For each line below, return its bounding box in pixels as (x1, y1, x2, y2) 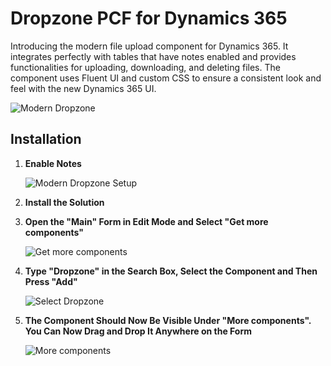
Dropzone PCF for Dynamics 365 (10, 7, 288, 30)
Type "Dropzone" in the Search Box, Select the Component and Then (24, 265, 318, 277)
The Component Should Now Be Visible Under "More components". (24, 314, 312, 326)
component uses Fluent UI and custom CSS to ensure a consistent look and (10, 72, 322, 84)
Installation (10, 131, 82, 148)
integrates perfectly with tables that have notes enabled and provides (10, 50, 297, 62)
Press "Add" (24, 275, 78, 287)
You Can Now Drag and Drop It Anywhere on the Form (24, 325, 253, 337)
